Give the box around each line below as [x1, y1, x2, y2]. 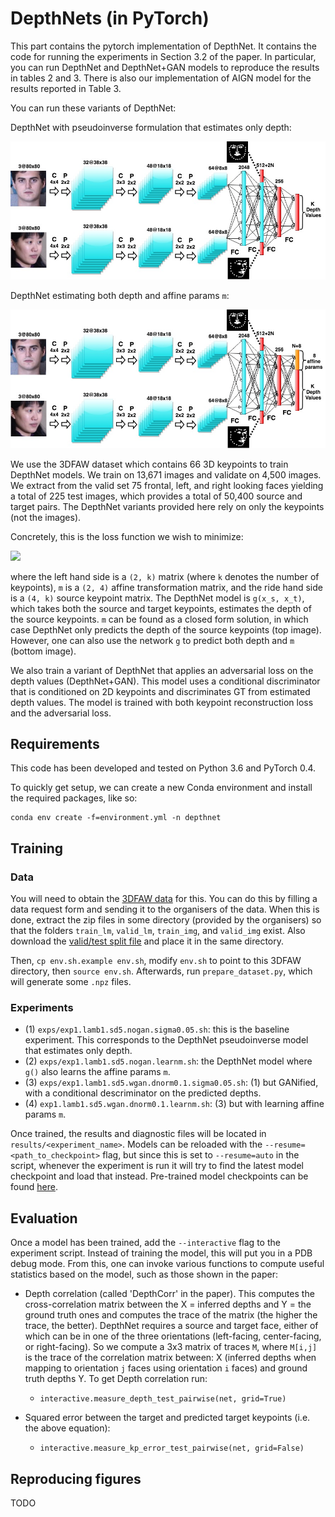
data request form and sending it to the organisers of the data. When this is [10, 903, 320, 915]
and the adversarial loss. [10, 707, 112, 719]
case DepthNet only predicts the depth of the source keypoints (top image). [10, 623, 322, 636]
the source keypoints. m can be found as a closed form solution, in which [10, 613, 309, 625]
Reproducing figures [10, 1470, 142, 1487]
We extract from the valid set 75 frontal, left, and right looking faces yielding [10, 479, 324, 491]
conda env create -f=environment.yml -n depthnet [10, 813, 222, 823]
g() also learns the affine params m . [24, 1066, 171, 1078]
